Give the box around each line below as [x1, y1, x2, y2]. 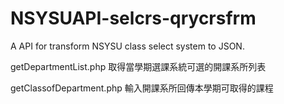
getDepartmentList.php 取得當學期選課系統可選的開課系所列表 [10, 60, 267, 72]
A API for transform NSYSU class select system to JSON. [10, 40, 245, 52]
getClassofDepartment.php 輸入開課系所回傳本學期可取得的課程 [10, 82, 274, 94]
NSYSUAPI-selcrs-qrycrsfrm [10, 7, 257, 30]
